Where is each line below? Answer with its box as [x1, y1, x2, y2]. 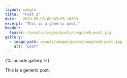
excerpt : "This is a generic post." [5, 21, 80, 26]
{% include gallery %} [5, 57, 50, 63]
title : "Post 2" [5, 12, 41, 17]
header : [5, 26, 21, 31]
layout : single [5, 7, 36, 12]
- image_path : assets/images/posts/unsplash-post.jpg [9, 39, 122, 44]
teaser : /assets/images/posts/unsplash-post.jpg [9, 30, 111, 35]
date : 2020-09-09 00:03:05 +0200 [5, 16, 78, 21]
